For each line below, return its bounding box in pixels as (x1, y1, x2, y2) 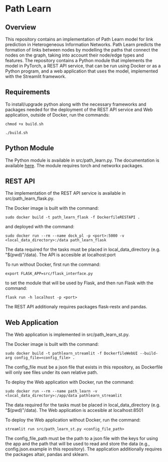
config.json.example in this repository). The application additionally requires (5, 446, 162, 452)
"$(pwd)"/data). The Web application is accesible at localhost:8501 (5, 407, 144, 413)
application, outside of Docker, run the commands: (5, 112, 110, 118)
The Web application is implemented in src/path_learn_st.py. (5, 331, 130, 338)
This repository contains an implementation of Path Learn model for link (5, 36, 153, 42)
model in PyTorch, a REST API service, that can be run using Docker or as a (5, 63, 161, 69)
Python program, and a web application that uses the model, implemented (5, 68, 158, 74)
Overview (5, 23, 37, 32)
